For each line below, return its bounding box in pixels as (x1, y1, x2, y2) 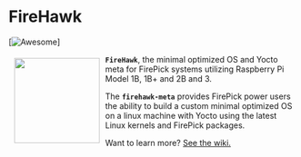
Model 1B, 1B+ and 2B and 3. (105, 73, 213, 83)
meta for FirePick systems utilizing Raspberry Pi (105, 64, 285, 74)
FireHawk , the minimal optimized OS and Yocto (105, 54, 278, 64)
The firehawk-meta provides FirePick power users (105, 91, 292, 102)
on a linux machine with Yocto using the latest (105, 110, 277, 121)
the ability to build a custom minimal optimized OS (105, 100, 293, 111)
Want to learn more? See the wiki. (105, 137, 231, 148)
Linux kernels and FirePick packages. (105, 120, 246, 131)
